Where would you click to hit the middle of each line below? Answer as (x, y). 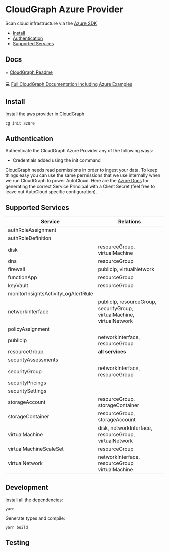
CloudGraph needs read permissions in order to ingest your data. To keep (81, 170)
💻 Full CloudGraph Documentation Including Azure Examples (69, 84)
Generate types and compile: (35, 518)
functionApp (22, 277)
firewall (16, 269)
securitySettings (27, 391)
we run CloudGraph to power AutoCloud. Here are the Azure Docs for (77, 181)
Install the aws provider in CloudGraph (45, 114)
